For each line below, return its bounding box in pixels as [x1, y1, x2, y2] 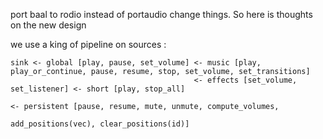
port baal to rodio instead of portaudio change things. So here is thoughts [10, 9, 313, 20]
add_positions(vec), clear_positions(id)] [10, 119, 190, 129]
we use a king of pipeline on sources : [10, 39, 167, 50]
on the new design [10, 19, 87, 31]
